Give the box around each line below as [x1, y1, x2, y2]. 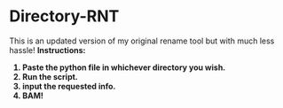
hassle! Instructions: [9, 44, 86, 55]
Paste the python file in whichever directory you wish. [21, 62, 226, 73]
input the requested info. [21, 81, 116, 91]
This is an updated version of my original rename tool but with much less [9, 35, 275, 46]
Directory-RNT [9, 6, 120, 27]
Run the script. [21, 71, 78, 81]
